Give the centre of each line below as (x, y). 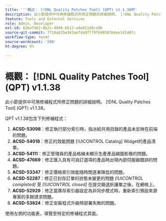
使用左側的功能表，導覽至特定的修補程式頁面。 (53, 213)
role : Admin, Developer (30, 23)
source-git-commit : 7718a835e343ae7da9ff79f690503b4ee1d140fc (70, 33)
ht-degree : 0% (20, 46)
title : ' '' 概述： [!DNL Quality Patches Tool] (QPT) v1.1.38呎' (71, 10)
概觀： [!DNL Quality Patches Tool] (77, 76)
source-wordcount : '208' (31, 42)
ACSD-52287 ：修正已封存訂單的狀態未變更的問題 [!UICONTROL (78, 178)
